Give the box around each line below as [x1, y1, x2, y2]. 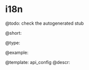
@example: [5, 49, 29, 55]
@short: [5, 30, 22, 36]
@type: [5, 39, 21, 46]
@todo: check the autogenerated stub [5, 20, 84, 26]
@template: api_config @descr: [5, 59, 70, 65]
